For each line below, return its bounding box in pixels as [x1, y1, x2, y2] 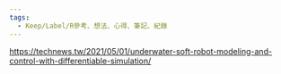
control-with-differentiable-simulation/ [9, 55, 152, 66]
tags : [9, 12, 30, 22]
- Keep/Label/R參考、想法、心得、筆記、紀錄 [17, 21, 168, 30]
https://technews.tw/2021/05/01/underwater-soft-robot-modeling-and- [9, 45, 272, 56]
